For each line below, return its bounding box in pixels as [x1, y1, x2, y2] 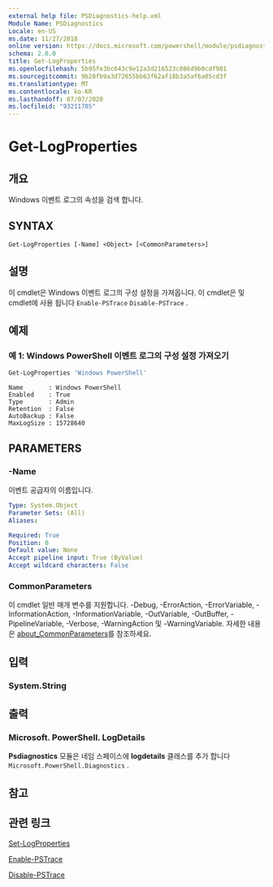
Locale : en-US [8, 27, 57, 35]
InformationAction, [8, 609, 71, 619]
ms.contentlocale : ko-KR [8, 87, 93, 96]
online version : [8, 42, 63, 50]
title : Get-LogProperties [8, 58, 96, 66]
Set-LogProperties [8, 838, 71, 848]
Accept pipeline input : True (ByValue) [8, 554, 144, 562]
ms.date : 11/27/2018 [8, 34, 79, 43]
